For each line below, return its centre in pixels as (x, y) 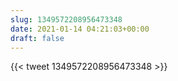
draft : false (37, 38)
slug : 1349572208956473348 (66, 19)
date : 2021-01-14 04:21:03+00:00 (80, 29)
